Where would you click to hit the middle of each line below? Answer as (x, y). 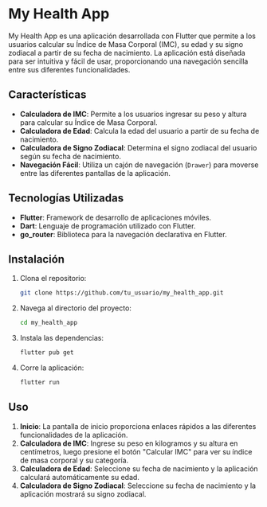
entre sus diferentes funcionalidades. (69, 69)
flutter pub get (47, 353)
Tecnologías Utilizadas (66, 199)
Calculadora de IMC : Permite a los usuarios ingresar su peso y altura (133, 114)
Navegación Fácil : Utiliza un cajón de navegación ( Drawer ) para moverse (139, 165)
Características (47, 95)
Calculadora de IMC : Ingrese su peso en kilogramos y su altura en (129, 443)
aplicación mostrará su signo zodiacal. (83, 493)
